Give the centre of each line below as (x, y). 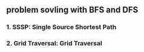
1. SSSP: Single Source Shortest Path (61, 27)
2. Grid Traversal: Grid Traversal (54, 44)
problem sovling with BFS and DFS (72, 10)
